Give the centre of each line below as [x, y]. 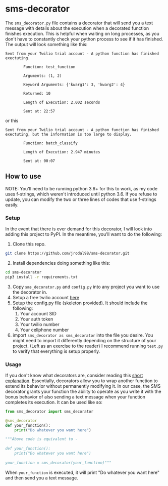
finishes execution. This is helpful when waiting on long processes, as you [82, 33]
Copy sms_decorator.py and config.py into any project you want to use [86, 287]
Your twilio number [40, 324]
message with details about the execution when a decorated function [77, 28]
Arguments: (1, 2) [43, 76]
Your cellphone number [44, 330]
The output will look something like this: [46, 44]
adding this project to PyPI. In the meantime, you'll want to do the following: [84, 234]
